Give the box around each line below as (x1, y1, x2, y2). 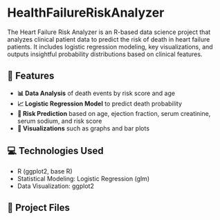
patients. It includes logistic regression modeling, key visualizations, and (7, 42, 213, 51)
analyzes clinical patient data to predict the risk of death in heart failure (7, 35, 210, 43)
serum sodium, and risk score (17, 117, 102, 125)
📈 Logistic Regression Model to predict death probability (17, 99, 182, 108)
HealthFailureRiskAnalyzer (7, 5, 165, 21)
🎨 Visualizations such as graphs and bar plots (17, 124, 150, 133)
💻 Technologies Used (7, 145, 104, 157)
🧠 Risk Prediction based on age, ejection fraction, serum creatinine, (17, 109, 211, 117)
